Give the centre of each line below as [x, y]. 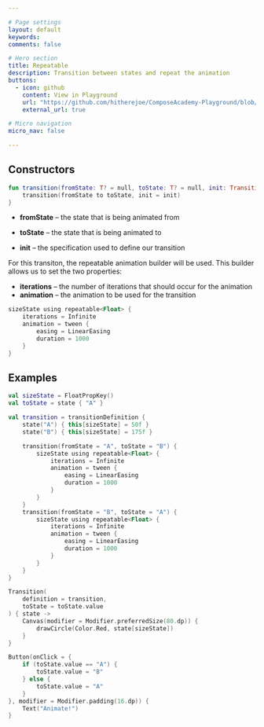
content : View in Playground [70, 95]
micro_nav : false [37, 131]
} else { [37, 679]
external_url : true [54, 110]
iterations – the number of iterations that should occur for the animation [136, 287]
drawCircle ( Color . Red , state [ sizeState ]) [105, 628]
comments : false [35, 44]
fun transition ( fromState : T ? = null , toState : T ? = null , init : [117, 188]
